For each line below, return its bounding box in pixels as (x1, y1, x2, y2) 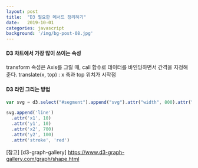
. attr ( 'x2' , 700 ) (11, 126, 54, 133)
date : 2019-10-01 (6, 19, 54, 25)
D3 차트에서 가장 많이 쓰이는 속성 (6, 50, 81, 57)
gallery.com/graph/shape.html (6, 155, 80, 162)
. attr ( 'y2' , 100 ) (11, 131, 54, 137)
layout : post (6, 8, 38, 15)
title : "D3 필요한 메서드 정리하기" (6, 14, 87, 20)
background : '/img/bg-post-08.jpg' (6, 31, 94, 37)
